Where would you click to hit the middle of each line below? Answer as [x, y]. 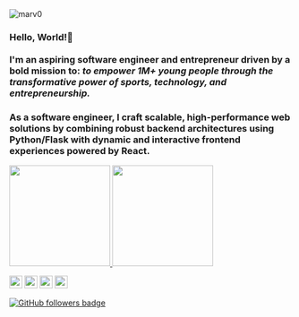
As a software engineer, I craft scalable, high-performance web [150, 117]
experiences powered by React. [80, 150]
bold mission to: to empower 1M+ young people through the [141, 71]
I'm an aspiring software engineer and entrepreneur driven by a [150, 59]
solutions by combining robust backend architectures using [142, 128]
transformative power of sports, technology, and [118, 81]
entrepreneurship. [50, 93]
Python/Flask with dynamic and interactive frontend [125, 140]
